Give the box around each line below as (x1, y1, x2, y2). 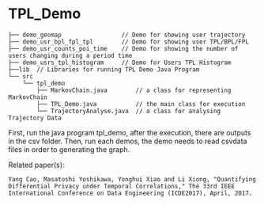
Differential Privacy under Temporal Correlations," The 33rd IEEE (8, 182, 236, 190)
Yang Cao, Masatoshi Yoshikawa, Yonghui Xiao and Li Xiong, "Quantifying (8, 175, 257, 183)
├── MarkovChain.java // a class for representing (36, 86, 232, 94)
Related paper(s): (8, 160, 65, 169)
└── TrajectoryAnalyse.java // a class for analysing (36, 107, 221, 115)
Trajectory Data (8, 114, 62, 122)
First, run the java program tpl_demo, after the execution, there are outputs (8, 127, 251, 137)
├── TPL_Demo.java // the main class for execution (36, 100, 246, 108)
